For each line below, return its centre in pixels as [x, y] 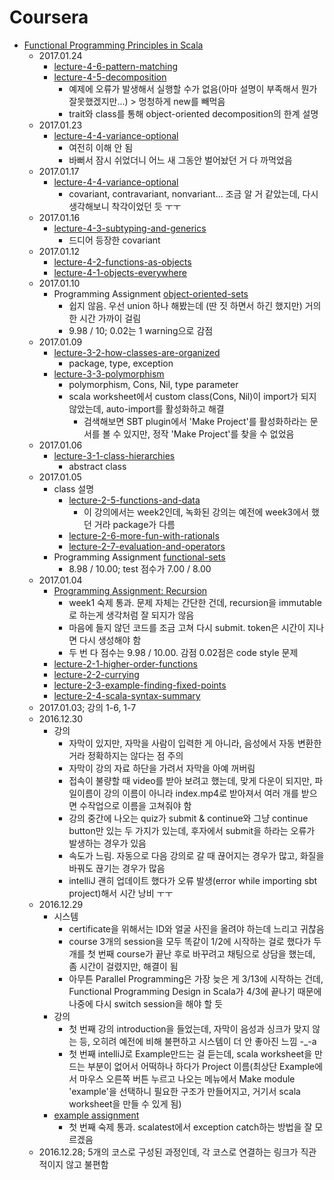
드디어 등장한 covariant [114, 240]
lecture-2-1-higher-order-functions [126, 663]
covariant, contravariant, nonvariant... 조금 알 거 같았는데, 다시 [193, 193]
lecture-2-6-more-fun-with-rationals [144, 535]
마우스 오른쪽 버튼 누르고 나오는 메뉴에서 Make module [187, 1078]
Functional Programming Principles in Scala [113, 45]
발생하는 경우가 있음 [107, 843]
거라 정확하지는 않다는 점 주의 [126, 755]
